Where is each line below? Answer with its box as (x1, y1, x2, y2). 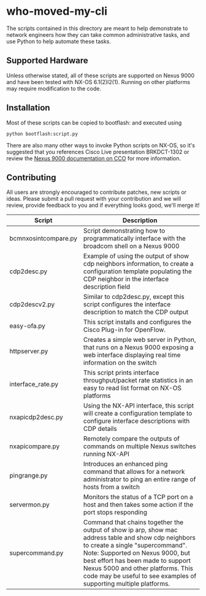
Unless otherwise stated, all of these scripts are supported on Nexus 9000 (6, 72, 195, 79)
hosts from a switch (83, 483, 140, 492)
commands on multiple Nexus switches (83, 442, 196, 451)
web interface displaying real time (83, 351, 181, 360)
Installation (6, 103, 50, 113)
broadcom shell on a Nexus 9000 (83, 242, 180, 250)
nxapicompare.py (9, 442, 60, 451)
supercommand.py (9, 549, 64, 557)
